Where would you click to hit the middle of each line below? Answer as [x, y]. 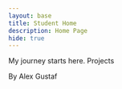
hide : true [26, 38]
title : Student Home [43, 23]
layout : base [30, 16]
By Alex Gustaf [33, 76]
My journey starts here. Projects [61, 61]
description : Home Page [48, 30]
